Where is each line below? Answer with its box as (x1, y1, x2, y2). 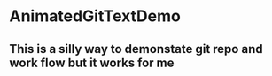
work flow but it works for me (9, 55, 175, 70)
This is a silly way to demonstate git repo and (9, 42, 263, 57)
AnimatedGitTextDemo (9, 6, 182, 27)
